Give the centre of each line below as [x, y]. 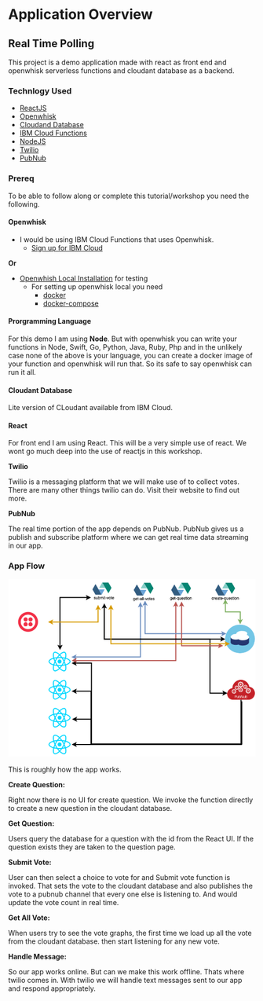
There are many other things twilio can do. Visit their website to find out [124, 490]
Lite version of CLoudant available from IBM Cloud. [91, 408]
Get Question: [31, 823]
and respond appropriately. [52, 988]
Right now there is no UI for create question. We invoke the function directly [131, 800]
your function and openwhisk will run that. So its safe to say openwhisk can [130, 364]
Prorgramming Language [50, 321]
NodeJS [33, 141]
